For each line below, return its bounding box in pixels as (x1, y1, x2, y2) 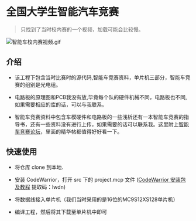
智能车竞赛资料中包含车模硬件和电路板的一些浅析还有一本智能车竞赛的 (14, 113, 184, 120)
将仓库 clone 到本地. (14, 164, 63, 171)
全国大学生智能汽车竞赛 (6, 5, 119, 19)
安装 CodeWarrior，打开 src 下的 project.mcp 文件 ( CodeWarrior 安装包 (14, 176, 186, 183)
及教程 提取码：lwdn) (14, 183, 66, 191)
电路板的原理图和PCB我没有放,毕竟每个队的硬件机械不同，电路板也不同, (14, 93, 187, 100)
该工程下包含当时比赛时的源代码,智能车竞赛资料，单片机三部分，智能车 (14, 74, 185, 81)
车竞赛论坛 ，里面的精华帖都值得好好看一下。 (14, 128, 123, 135)
